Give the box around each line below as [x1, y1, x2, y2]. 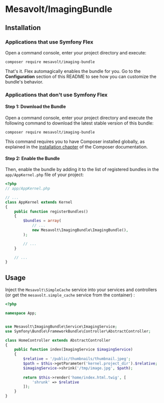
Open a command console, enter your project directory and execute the [5, 115, 153, 120]
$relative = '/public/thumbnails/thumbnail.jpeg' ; [23, 356, 131, 361]
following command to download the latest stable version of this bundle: [5, 120, 154, 126]
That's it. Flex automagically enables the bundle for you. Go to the [5, 68, 141, 74]
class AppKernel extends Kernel [5, 199, 72, 204]
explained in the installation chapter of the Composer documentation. [5, 144, 148, 149]
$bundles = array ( [23, 218, 61, 223]
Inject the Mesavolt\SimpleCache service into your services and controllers [5, 286, 157, 293]
